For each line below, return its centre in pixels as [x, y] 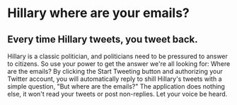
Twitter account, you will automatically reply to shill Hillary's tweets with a [115, 79]
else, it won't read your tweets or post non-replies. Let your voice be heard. [117, 94]
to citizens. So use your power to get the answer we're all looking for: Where [119, 64]
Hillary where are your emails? [98, 13]
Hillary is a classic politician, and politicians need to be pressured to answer [118, 56]
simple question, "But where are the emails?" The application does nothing [116, 86]
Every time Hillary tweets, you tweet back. [103, 39]
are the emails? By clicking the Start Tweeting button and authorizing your [115, 71]
